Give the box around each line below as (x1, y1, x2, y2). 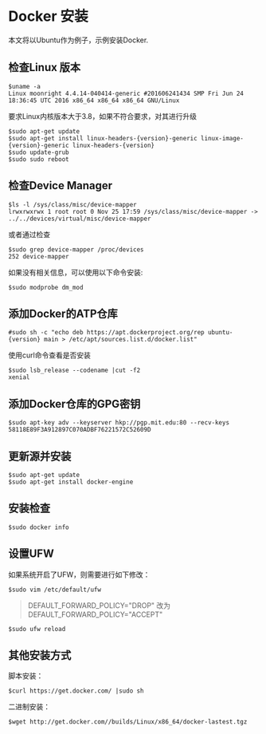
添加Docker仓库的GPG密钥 (8, 397, 141, 411)
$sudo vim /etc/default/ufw (8, 586, 102, 594)
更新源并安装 (8, 449, 72, 463)
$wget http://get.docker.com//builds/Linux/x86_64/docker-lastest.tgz (8, 718, 248, 726)
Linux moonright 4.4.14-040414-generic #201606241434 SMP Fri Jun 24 (8, 89, 244, 97)
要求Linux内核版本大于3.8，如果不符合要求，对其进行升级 (8, 111, 198, 120)
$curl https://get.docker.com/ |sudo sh (8, 687, 145, 695)
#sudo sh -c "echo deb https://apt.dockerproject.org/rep (8, 329, 205, 337)
